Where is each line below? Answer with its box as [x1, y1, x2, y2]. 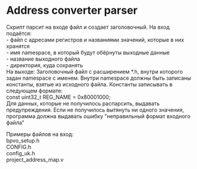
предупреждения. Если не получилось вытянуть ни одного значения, [6, 106, 184, 113]
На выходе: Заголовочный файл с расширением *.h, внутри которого [6, 68, 183, 75]
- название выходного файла [6, 55, 80, 62]
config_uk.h [6, 149, 35, 156]
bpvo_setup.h [6, 137, 40, 144]
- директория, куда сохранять [6, 61, 83, 69]
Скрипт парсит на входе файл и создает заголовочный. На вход [6, 23, 170, 31]
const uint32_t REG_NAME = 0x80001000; [6, 93, 111, 101]
